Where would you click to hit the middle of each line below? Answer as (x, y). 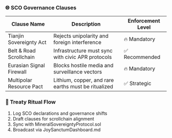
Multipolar (20, 80)
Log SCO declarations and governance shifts (60, 113)
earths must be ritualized (83, 87)
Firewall (17, 72)
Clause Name (28, 24)
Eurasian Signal (26, 66)
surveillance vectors (78, 72)
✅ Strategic (137, 84)
